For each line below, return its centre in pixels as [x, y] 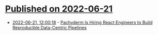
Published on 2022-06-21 [59, 9]
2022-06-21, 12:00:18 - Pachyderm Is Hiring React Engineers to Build [82, 22]
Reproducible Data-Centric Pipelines [49, 27]
